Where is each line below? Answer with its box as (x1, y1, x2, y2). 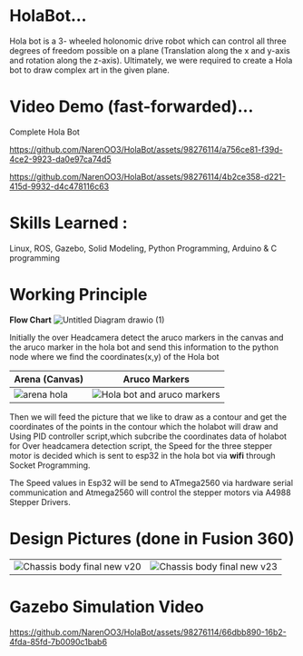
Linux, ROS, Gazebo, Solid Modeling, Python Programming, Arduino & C (9, 243, 278, 253)
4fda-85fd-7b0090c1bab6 (9, 636, 107, 647)
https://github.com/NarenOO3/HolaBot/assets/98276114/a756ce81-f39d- (9, 144, 283, 154)
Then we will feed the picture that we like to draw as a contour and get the (9, 411, 288, 422)
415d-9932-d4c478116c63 (9, 181, 110, 192)
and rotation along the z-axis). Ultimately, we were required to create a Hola (9, 55, 293, 65)
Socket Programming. (9, 460, 91, 471)
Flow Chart (9, 314, 52, 325)
